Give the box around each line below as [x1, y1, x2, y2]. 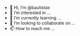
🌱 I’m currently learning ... [9, 15, 62, 20]
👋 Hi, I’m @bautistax [9, 5, 50, 10]
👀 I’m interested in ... [9, 10, 51, 16]
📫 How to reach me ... [9, 26, 55, 31]
